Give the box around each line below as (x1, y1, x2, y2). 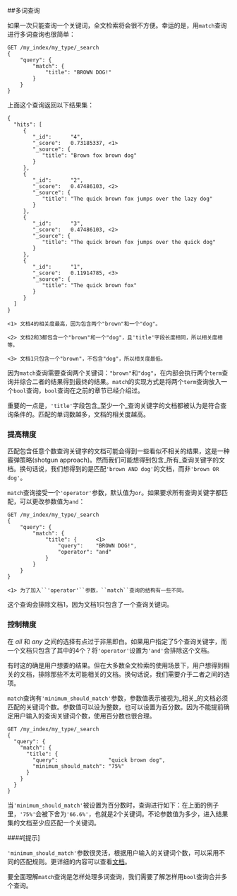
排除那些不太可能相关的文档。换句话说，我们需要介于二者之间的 (37, 670, 224, 678)
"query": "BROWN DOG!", (57, 542, 138, 549)
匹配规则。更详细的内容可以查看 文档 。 (19, 857, 131, 866)
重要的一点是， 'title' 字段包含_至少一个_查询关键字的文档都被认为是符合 (7, 402, 221, 409)
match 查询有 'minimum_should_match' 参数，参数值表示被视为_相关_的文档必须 (7, 694, 229, 702)
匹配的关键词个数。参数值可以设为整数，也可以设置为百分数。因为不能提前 (7, 702, 224, 711)
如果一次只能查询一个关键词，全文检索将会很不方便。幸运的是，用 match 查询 (7, 21, 227, 30)
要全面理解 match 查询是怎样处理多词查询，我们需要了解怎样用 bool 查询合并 (7, 872, 221, 880)
